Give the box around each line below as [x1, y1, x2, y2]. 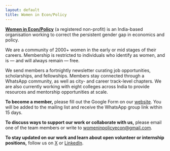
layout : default [5, 7, 40, 13]
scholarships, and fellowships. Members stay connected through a [5, 72, 145, 79]
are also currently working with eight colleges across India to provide [5, 83, 150, 89]
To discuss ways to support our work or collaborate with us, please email [5, 119, 162, 125]
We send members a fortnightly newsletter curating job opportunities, [5, 67, 151, 73]
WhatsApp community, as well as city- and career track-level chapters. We [5, 78, 161, 84]
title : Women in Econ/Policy [5, 12, 67, 17]
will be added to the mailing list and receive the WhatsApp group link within [5, 104, 162, 110]
